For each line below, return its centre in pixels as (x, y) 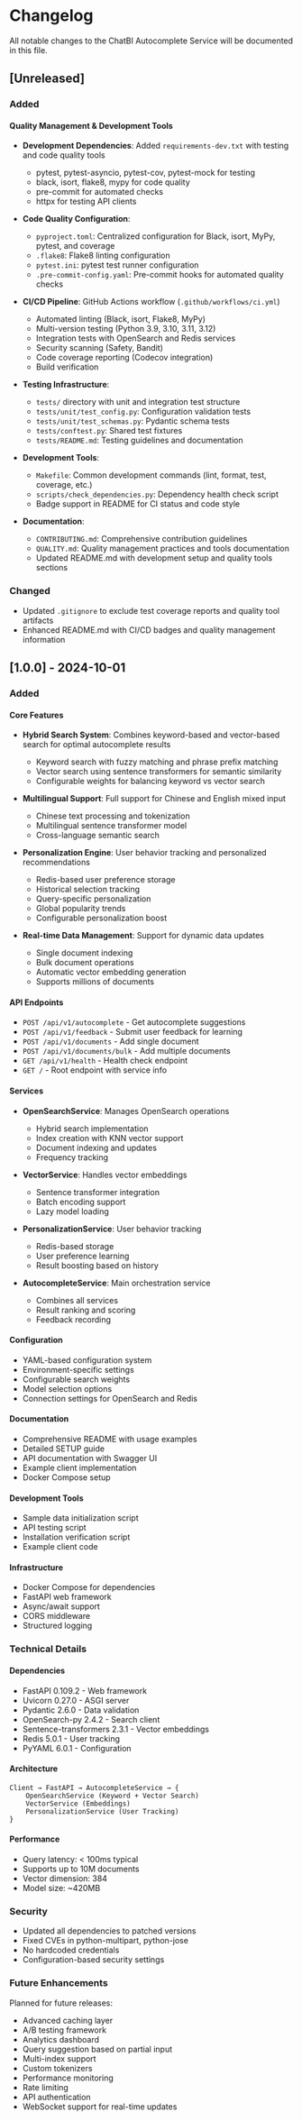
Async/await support (61, 1606)
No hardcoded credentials (71, 1950)
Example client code (60, 1547)
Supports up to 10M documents (81, 1869)
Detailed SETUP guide (64, 1449)
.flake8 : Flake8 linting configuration (103, 256)
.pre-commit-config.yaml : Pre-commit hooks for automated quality (160, 275)
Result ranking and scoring (86, 1310)
